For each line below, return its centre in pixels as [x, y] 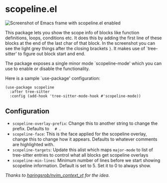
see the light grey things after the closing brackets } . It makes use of [75, 48]
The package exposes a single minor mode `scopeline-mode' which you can [83, 63]
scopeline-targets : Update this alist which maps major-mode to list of [83, 150]
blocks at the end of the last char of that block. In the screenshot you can [80, 43]
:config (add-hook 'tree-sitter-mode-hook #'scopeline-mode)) [75, 96]
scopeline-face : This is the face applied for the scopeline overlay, [80, 134]
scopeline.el [31, 9]
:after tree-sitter [30, 91]
